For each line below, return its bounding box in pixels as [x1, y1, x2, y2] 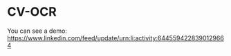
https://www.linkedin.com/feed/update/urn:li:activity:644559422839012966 [7, 33, 225, 42]
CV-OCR [7, 4, 57, 20]
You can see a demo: [7, 27, 68, 35]
